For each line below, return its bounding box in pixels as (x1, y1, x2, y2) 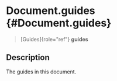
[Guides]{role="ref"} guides (20, 36, 89, 43)
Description (6, 52, 50, 62)
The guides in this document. (6, 68, 77, 75)
